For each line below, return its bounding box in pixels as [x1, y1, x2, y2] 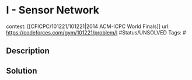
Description [6, 46, 50, 56]
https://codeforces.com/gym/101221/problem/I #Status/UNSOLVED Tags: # [6, 29, 187, 36]
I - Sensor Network [6, 4, 100, 17]
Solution [6, 65, 37, 76]
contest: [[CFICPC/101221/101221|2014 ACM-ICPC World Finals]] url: [6, 23, 170, 30]
